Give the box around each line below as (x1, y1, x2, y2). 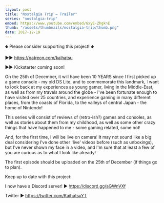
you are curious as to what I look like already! (5, 150, 96, 155)
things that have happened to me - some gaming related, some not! (5, 125, 141, 130)
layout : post (5, 7, 32, 12)
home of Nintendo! (5, 105, 43, 110)
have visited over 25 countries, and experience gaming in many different (5, 95, 151, 100)
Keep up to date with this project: (5, 174, 72, 180)
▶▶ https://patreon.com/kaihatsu (5, 55, 73, 61)
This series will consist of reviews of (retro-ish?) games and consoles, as (5, 114, 152, 120)
